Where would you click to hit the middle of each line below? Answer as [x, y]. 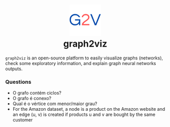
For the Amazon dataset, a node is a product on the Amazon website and [89, 109]
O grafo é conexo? [32, 99]
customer [23, 120]
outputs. [14, 69]
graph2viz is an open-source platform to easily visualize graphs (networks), [84, 58]
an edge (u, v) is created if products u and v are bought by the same [84, 115]
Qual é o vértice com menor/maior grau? [55, 104]
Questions [18, 82]
